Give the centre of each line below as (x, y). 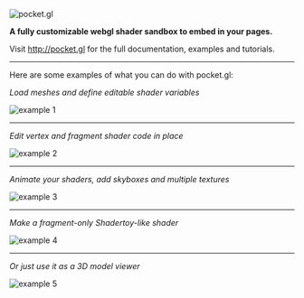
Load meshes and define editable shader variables (104, 92)
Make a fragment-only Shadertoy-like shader (94, 223)
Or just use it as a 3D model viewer (75, 266)
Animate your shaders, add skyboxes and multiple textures (119, 179)
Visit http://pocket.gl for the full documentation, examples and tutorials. (142, 49)
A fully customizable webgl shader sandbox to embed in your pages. (141, 31)
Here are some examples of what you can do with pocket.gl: (121, 75)
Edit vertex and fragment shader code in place (96, 136)
